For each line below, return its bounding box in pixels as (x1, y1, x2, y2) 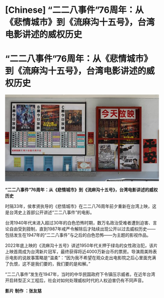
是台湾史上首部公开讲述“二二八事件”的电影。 (5, 209, 95, 215)
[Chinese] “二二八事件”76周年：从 (5, 4, 144, 16)
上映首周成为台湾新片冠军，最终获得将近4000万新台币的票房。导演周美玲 (5, 248, 153, 254)
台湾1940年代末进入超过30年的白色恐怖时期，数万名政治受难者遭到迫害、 (5, 220, 153, 225)
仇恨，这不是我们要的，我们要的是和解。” (9, 261, 91, 267)
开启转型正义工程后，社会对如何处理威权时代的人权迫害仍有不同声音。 (5, 277, 146, 283)
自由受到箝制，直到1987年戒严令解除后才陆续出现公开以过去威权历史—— (9, 226, 156, 232)
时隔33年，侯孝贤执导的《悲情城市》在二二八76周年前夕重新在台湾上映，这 (5, 203, 157, 209)
